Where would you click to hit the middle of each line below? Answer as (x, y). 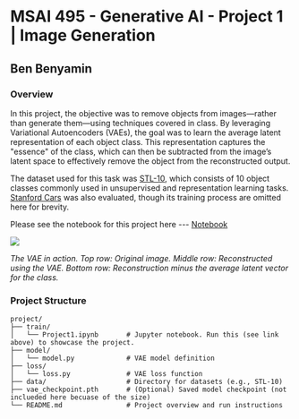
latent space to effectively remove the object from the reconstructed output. (150, 161)
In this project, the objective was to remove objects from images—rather (143, 113)
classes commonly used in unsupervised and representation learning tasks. (149, 188)
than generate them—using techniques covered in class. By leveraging (141, 123)
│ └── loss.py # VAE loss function (107, 374)
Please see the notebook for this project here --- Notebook (119, 224)
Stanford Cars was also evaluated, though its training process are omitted (145, 197)
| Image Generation (83, 35)
